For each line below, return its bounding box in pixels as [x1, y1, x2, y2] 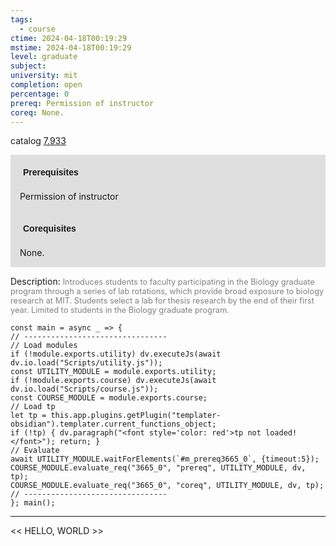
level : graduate [10, 52, 78, 62]
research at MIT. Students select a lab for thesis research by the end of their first [10, 296, 315, 306]
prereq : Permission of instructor [10, 98, 155, 108]
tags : [10, 14, 33, 25]
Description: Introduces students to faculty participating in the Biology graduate [10, 276, 315, 288]
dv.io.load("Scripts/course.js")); [10, 384, 159, 395]
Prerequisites [23, 167, 79, 178]
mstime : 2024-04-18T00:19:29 [10, 42, 132, 53]
